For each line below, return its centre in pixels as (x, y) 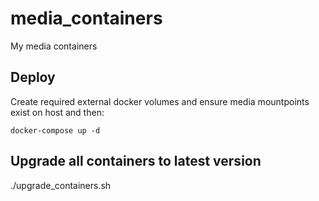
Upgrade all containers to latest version (136, 161)
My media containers (54, 46)
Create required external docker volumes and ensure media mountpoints (160, 101)
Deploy (33, 77)
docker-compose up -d (55, 130)
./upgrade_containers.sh (61, 185)
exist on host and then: (57, 112)
